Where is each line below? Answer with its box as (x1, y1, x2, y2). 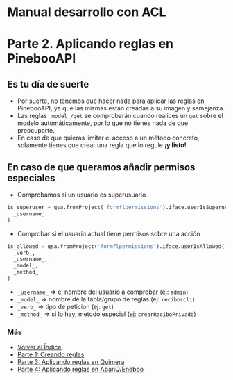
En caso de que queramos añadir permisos (7, 161, 196, 173)
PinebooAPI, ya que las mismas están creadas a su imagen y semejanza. (17, 104, 225, 113)
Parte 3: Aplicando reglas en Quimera (17, 358, 125, 366)
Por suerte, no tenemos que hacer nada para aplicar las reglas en (17, 97, 205, 105)
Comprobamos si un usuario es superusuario (17, 190, 146, 199)
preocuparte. (17, 126, 55, 135)
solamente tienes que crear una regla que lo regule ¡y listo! (17, 141, 187, 149)
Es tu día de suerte (7, 78, 89, 90)
